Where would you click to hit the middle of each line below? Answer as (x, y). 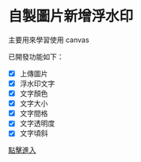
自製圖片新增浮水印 (71, 16)
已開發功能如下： (36, 56)
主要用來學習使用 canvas (49, 40)
